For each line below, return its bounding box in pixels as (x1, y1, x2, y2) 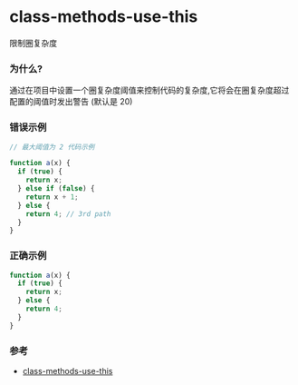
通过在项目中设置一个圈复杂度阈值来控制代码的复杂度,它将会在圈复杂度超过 (9, 84, 290, 96)
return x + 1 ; (25, 192, 79, 202)
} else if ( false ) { (17, 184, 95, 193)
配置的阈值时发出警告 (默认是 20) (9, 96, 133, 107)
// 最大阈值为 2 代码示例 (9, 143, 95, 152)
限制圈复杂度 (9, 37, 57, 48)
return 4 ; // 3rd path (25, 209, 111, 219)
